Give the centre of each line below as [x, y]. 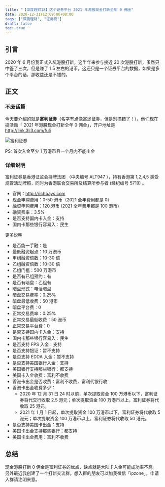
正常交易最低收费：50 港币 [39, 319]
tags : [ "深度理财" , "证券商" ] [33, 19]
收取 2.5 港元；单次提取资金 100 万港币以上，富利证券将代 [100, 400]
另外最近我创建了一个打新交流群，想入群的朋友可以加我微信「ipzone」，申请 [82, 473]
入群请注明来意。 [22, 479]
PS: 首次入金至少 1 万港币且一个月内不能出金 [50, 151]
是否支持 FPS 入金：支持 [37, 344]
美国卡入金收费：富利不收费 [40, 375]
